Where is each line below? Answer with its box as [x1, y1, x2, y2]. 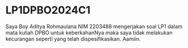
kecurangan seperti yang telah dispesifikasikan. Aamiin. [5, 35, 141, 42]
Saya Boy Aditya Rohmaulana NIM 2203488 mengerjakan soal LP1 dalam [5, 23, 183, 30]
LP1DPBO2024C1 [5, 4, 91, 17]
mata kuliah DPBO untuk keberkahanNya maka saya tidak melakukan [5, 29, 173, 36]
